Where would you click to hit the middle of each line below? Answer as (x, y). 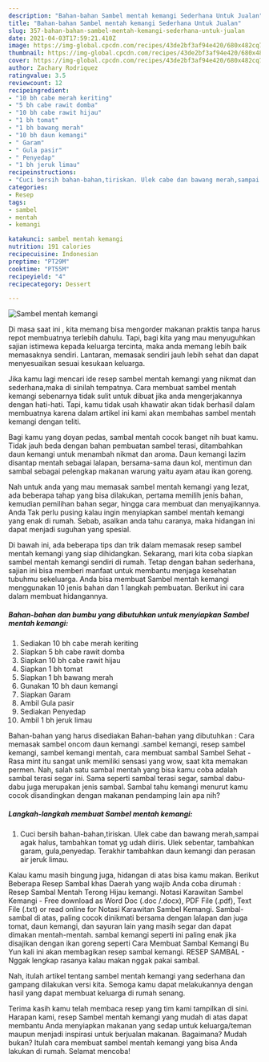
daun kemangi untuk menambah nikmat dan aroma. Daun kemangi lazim (127, 454)
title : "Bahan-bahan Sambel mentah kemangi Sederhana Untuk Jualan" (125, 23)
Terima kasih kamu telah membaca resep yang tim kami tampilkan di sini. (129, 1009)
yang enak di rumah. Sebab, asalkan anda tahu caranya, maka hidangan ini (132, 521)
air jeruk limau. (44, 860)
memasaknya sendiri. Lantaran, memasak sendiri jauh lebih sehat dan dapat (133, 355)
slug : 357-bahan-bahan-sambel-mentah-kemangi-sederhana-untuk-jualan (127, 31)
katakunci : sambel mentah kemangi (66, 239)
